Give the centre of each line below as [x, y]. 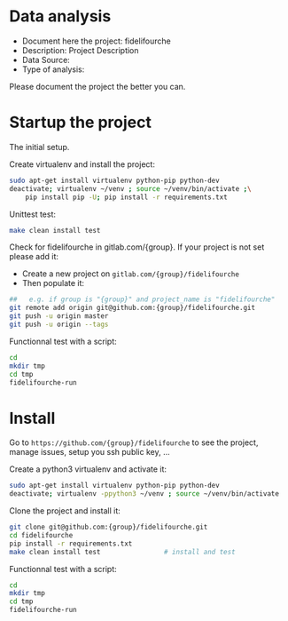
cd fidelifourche [41, 535]
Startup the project [81, 123]
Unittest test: [32, 214]
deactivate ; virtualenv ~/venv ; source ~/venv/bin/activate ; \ [130, 188]
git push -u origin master [59, 316]
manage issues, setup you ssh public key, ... [90, 452]
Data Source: [46, 60]
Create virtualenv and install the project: [82, 164]
